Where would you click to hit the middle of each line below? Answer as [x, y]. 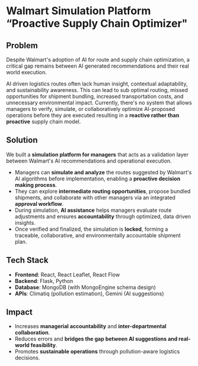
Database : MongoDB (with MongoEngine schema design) [85, 287]
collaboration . [32, 333]
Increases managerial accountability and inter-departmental [91, 326]
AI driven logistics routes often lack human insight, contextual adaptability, [97, 84]
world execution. [27, 72]
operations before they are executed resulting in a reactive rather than [93, 115]
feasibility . [44, 345]
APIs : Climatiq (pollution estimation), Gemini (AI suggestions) [89, 293]
